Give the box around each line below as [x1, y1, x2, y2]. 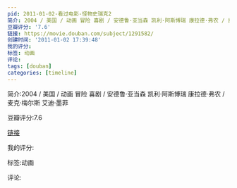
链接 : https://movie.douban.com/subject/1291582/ [7, 30, 154, 37]
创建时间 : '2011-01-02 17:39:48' [7, 37, 102, 44]
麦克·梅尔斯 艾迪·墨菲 [7, 98, 69, 106]
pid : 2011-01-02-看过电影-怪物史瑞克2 [7, 10, 111, 18]
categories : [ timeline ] [7, 69, 78, 76]
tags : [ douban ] [7, 63, 52, 70]
